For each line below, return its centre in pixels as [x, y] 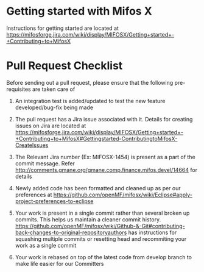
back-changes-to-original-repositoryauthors [71, 232]
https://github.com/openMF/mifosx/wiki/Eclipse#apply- [123, 195]
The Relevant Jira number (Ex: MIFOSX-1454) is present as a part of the [105, 157]
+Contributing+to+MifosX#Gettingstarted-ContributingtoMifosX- [96, 138]
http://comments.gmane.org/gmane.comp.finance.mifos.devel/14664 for [106, 170]
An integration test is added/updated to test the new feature [90, 101]
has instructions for [153, 232]
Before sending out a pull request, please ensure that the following [90, 82]
